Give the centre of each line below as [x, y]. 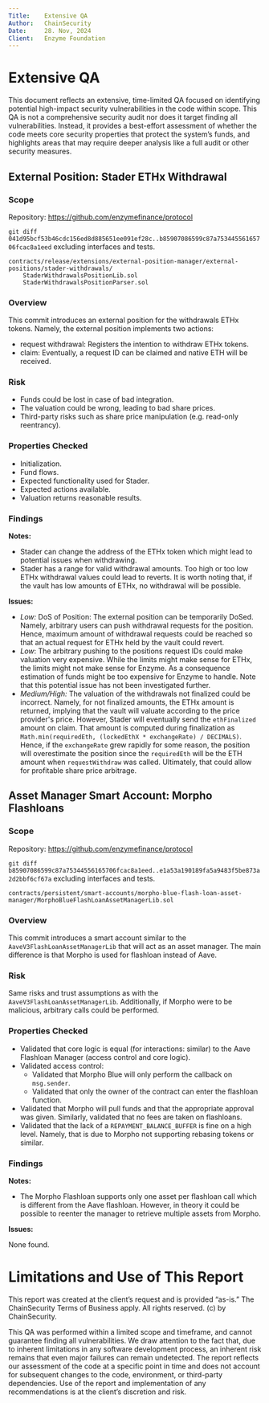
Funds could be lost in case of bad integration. [97, 399]
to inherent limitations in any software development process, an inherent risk [135, 1349]
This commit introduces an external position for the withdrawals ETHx [124, 320]
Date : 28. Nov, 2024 [50, 31]
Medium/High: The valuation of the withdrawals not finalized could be [135, 694]
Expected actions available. [65, 489]
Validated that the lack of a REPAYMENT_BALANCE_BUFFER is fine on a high [135, 1125]
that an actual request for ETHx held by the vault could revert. [122, 643]
